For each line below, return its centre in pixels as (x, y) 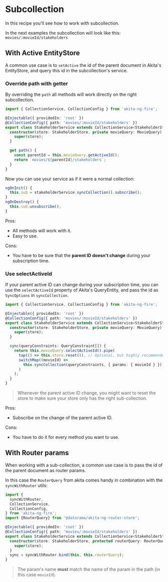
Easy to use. (25, 236)
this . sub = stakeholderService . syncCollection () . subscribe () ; (76, 193)
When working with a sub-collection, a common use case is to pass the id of (84, 465)
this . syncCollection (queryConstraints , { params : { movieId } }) (93, 365)
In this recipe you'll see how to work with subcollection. (62, 23)
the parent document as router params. (46, 470)
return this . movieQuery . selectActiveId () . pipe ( (64, 351)
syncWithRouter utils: (26, 485)
